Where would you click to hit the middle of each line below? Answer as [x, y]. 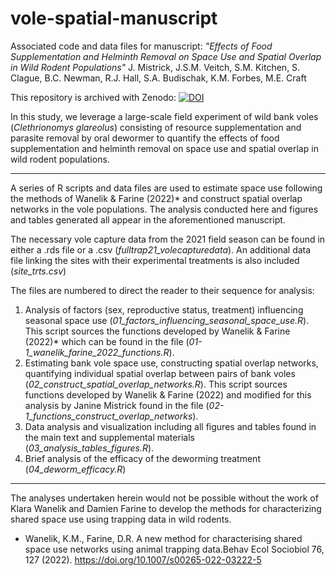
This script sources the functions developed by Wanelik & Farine [157, 331]
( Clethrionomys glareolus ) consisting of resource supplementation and [156, 127]
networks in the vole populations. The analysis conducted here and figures [164, 209]
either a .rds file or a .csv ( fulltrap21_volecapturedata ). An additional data [161, 249]
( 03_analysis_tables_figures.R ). [89, 448]
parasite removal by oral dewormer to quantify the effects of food [145, 138]
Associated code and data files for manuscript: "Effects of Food [141, 46]
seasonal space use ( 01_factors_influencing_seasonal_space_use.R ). [167, 320]
